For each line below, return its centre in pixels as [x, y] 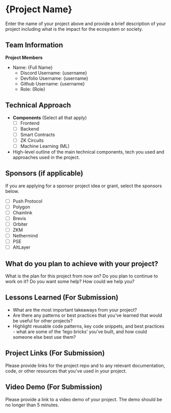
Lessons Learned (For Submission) [62, 298]
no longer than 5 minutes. [32, 405]
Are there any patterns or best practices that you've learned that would [87, 315]
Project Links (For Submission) [55, 353]
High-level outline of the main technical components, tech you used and [88, 151]
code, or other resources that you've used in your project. [66, 371]
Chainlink [22, 212]
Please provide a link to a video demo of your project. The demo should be [84, 399]
